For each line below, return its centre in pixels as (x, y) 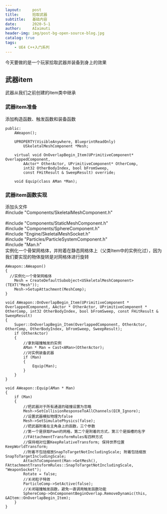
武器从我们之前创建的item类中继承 (41, 93)
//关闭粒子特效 (37, 480)
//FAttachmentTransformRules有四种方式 (63, 437)
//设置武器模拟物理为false (48, 417)
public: (13, 128)
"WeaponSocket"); (23, 470)
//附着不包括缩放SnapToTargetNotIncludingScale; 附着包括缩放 (85, 452)
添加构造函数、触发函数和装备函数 (40, 119)
